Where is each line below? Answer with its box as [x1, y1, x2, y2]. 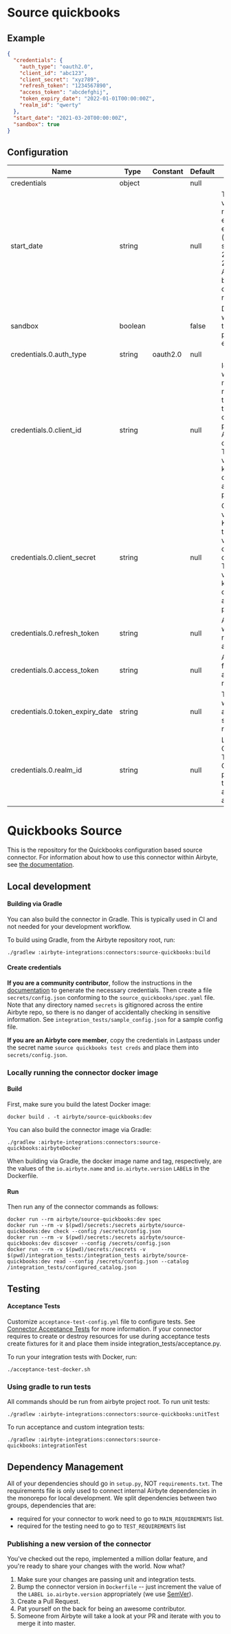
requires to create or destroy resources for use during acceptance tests [7, 1332, 210, 1340]
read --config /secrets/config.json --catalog [53, 1258, 189, 1265]
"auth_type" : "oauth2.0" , [19, 63, 94, 70]
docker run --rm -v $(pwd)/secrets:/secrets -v [7, 1246, 146, 1253]
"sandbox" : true [13, 121, 60, 128]
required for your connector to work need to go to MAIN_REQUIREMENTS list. [16, 1514, 224, 1522]
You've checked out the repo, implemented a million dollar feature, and [7, 1555, 208, 1563]
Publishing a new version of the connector [7, 1539, 151, 1549]
